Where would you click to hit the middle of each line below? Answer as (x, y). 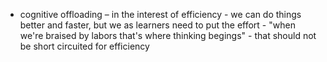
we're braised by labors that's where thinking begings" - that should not (168, 35)
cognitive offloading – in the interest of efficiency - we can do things (160, 14)
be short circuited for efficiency (84, 46)
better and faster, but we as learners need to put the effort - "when (157, 25)
